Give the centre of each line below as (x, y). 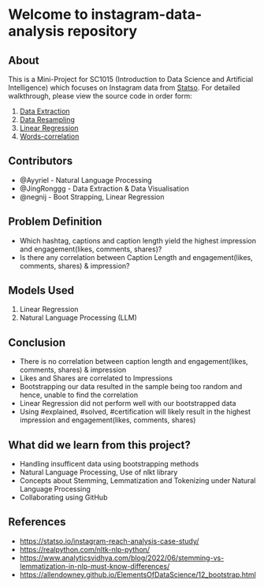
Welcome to (48, 15)
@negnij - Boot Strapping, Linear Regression (92, 197)
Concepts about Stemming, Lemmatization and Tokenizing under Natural (138, 481)
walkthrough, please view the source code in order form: (100, 96)
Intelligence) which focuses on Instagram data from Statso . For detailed (124, 87)
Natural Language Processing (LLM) (78, 318)
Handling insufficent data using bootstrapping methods (109, 464)
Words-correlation (49, 136)
